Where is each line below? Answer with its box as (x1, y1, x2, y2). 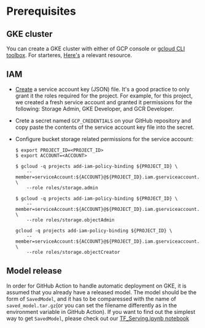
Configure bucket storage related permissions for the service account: (15, 135, 193, 142)
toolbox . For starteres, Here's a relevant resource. (6, 51, 133, 59)
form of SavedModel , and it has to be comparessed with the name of (6, 295, 176, 302)
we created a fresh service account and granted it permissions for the (15, 98, 193, 105)
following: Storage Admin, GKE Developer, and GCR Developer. (15, 105, 175, 112)
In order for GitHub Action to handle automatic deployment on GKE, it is (6, 282, 187, 289)
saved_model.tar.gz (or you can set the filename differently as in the (6, 302, 177, 309)
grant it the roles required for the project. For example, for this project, (15, 92, 193, 99)
